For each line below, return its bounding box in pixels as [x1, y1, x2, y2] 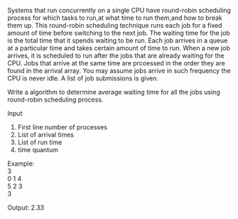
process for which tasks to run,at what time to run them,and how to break [7, 14, 222, 22]
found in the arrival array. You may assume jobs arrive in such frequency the [7, 67, 231, 75]
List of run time [17, 138, 63, 146]
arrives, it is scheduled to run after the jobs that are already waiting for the [7, 51, 225, 60]
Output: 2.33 [7, 203, 45, 212]
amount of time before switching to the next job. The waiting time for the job [7, 28, 231, 37]
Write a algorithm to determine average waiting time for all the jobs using [7, 88, 220, 96]
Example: [7, 159, 35, 168]
